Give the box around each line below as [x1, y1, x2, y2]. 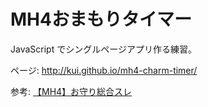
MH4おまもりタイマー [10, 8, 192, 31]
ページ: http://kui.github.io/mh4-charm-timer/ [10, 64, 198, 76]
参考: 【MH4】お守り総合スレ [10, 85, 133, 97]
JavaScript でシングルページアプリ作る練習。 [10, 43, 197, 55]
